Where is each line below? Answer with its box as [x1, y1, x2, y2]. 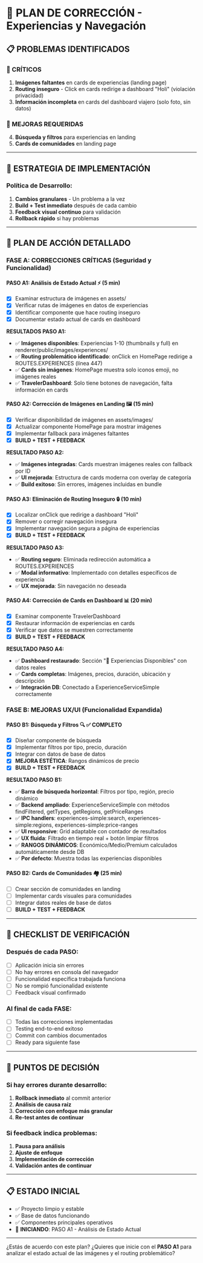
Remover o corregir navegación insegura [14, 518, 117, 525]
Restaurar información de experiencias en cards [14, 619, 135, 626]
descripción [14, 677, 45, 684]
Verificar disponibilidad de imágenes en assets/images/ [14, 416, 153, 423]
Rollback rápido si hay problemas [14, 214, 100, 222]
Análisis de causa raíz [14, 1101, 71, 1108]
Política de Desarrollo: [6, 181, 72, 190]
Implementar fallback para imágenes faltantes [14, 430, 129, 437]
